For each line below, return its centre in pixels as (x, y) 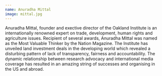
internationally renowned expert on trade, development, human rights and (79, 33)
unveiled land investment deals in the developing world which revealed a (78, 48)
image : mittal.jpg (24, 14)
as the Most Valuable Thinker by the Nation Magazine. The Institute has (77, 43)
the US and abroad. (25, 69)
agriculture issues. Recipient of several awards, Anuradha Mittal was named (81, 38)
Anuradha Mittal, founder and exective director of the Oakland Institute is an (81, 28)
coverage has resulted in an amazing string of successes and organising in (80, 64)
